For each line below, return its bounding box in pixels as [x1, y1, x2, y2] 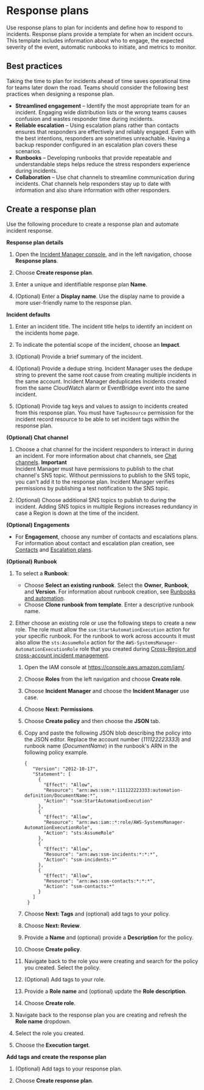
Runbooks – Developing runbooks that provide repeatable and [15, 154, 172, 161]
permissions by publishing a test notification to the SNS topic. [15, 484, 171, 492]
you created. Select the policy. [24, 964, 101, 971]
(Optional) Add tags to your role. [24, 975, 105, 983]
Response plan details [6, 239, 64, 246]
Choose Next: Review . [24, 921, 81, 929]
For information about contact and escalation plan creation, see [15, 539, 175, 547]
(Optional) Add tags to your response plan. [15, 1065, 122, 1072]
